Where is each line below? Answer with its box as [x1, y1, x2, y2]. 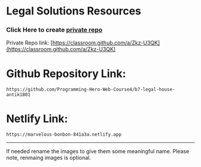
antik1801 [6, 92, 31, 98]
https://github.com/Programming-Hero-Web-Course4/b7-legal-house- [6, 87, 175, 93]
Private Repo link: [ [6, 39, 53, 46]
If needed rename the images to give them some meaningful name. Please [6, 148, 190, 155]
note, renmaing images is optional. [6, 154, 92, 162]
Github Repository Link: [6, 67, 126, 80]
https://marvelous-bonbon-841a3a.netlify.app [6, 132, 121, 138]
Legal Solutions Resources [6, 4, 142, 18]
